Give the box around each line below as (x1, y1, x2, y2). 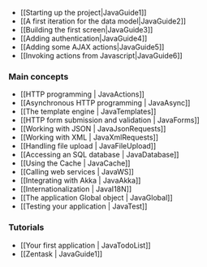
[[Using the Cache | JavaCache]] (19, 158, 131, 168)
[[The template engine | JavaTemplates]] (19, 106, 157, 117)
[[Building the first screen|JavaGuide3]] (19, 25, 153, 34)
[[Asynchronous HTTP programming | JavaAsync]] (19, 98, 191, 108)
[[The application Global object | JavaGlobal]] (19, 193, 173, 203)
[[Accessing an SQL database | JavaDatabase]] (19, 150, 179, 160)
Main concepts (8, 71, 69, 82)
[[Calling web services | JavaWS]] (19, 167, 134, 177)
